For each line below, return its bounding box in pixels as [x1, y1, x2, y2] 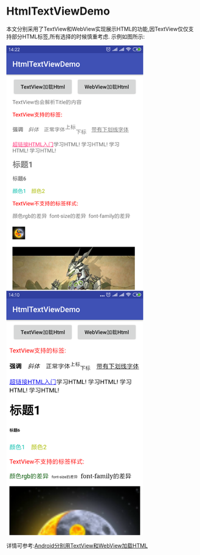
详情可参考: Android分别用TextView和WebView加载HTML [6, 542, 148, 549]
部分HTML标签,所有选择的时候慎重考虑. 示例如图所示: [11, 32, 145, 40]
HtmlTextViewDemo [6, 4, 111, 18]
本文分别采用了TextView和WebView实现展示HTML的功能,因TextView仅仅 [6, 25, 188, 32]
